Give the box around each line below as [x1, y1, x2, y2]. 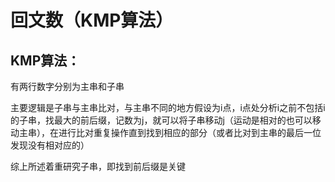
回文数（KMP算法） [10, 9, 174, 32]
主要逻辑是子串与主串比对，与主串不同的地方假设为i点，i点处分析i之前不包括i [10, 102, 326, 113]
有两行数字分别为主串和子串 [10, 81, 125, 92]
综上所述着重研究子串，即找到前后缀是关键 [10, 161, 186, 172]
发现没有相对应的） [10, 139, 90, 151]
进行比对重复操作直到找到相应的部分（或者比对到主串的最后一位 [58, 127, 322, 138]
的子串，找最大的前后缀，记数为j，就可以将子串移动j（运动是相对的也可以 [10, 114, 313, 126]
